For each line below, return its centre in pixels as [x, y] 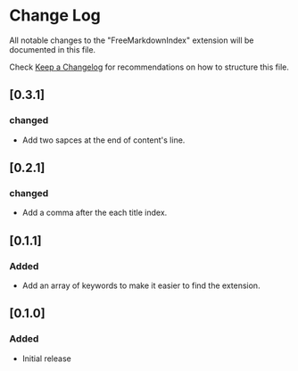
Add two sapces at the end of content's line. [103, 140]
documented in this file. [53, 49]
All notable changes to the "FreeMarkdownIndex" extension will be [132, 40]
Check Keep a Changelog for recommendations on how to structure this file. [149, 67]
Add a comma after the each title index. [95, 213]
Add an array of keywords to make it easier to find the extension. [141, 285]
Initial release [46, 359]
